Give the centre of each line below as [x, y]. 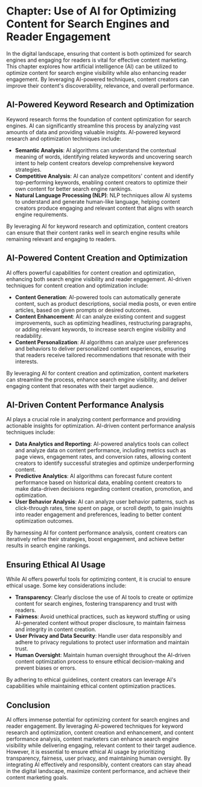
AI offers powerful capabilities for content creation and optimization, [91, 273]
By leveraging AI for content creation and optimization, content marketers [97, 373]
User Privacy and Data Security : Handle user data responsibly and [98, 636]
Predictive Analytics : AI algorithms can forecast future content [93, 476]
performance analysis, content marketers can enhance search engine [93, 739]
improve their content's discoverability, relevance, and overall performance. [100, 85]
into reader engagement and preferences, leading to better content [98, 514]
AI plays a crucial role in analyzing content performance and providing [93, 419]
